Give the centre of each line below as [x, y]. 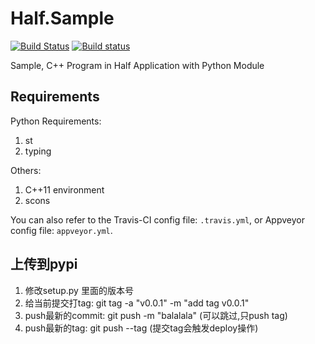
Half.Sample [62, 18]
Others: [26, 170]
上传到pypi [44, 264]
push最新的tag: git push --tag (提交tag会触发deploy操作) [141, 328]
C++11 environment [64, 189]
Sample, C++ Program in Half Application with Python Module [137, 65]
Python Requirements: [56, 121]
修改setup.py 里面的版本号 [79, 290]
